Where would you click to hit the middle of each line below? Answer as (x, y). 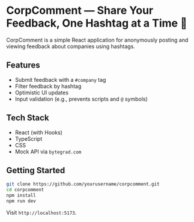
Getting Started (36, 170)
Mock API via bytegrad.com (48, 152)
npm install (21, 196)
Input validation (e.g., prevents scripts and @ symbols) (81, 99)
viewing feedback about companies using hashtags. (71, 46)
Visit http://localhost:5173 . (41, 212)
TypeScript (29, 138)
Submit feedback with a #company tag (60, 79)
